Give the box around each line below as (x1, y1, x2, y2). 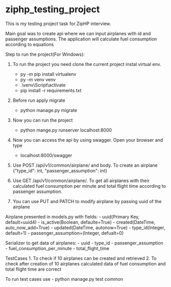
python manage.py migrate (20, 107, 78, 113)
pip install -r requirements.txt (20, 87, 82, 93)
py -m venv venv (20, 76, 56, 82)
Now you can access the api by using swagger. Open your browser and (12, 137, 163, 143)
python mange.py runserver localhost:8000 (20, 127, 112, 133)
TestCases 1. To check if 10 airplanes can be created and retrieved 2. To (5, 255, 157, 261)
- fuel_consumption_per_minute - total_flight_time (5, 245, 110, 251)
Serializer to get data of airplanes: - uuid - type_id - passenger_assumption (5, 239, 163, 246)
